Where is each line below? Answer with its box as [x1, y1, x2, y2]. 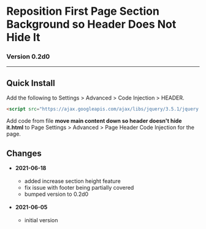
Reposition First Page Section [6, 4, 159, 18]
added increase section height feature [24, 177, 121, 185]
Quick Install [6, 78, 55, 88]
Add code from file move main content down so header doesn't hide [6, 117, 182, 125]
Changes [6, 148, 42, 158]
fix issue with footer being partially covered [24, 184, 134, 191]
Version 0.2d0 [6, 52, 50, 61]
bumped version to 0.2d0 [24, 190, 89, 198]
